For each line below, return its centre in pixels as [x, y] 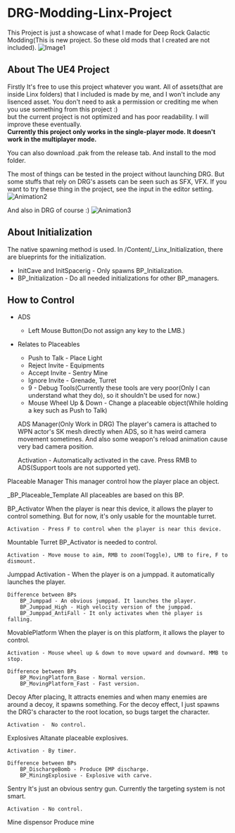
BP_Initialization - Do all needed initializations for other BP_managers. [118, 278]
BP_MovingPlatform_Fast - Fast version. [80, 684]
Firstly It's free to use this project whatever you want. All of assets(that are [115, 87]
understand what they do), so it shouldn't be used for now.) [114, 396]
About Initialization [50, 232]
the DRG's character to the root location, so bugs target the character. [109, 712]
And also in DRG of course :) [49, 210]
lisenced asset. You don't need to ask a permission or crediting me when [113, 102]
